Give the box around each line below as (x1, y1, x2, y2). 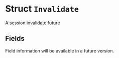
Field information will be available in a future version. (5, 47, 114, 53)
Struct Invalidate (5, 3, 79, 15)
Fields (5, 34, 25, 43)
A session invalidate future (5, 20, 60, 26)
